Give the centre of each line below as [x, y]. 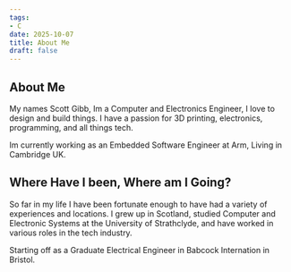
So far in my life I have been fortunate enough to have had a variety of [138, 204]
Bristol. [22, 259]
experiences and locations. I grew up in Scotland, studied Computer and [142, 213]
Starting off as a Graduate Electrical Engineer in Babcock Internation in [140, 250]
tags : [19, 17]
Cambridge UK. [38, 154]
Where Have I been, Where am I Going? [120, 183]
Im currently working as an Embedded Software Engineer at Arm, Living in [146, 145]
